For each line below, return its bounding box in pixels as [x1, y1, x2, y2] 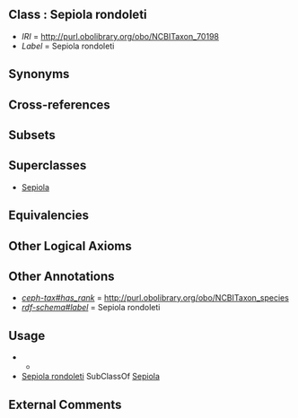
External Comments [8, 396, 122, 412]
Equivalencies [8, 208, 89, 223]
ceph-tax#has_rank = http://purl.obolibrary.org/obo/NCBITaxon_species [21, 292, 289, 303]
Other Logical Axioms [8, 238, 132, 254]
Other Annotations [8, 268, 115, 283]
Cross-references [8, 97, 111, 112]
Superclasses [8, 158, 87, 173]
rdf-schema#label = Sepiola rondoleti [21, 302, 161, 313]
